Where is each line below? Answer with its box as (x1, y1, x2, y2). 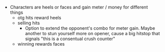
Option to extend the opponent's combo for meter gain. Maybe (25, 25, 155, 31)
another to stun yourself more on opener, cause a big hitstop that (25, 31, 160, 36)
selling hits (17, 20, 40, 26)
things (10, 9, 24, 15)
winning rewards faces (17, 41, 65, 47)
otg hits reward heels (17, 15, 61, 20)
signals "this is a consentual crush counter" (25, 36, 116, 42)
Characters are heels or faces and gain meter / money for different (10, 4, 148, 10)
